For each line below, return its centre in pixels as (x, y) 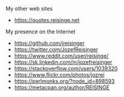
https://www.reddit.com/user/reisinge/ (61, 56)
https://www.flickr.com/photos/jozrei (59, 75)
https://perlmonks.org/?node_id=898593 (64, 81)
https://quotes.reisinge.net (47, 20)
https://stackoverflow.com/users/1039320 (66, 68)
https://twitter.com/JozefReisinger (56, 49)
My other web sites (29, 9)
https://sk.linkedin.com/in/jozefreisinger (63, 62)
